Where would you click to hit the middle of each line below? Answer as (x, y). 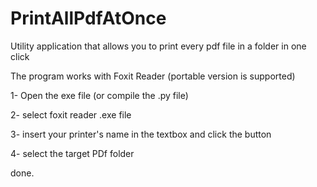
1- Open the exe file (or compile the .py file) (99, 95)
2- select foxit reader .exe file (71, 114)
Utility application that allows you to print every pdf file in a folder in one (158, 46)
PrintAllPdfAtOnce (88, 18)
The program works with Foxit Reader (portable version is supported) (153, 76)
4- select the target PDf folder (72, 153)
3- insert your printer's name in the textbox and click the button (141, 134)
